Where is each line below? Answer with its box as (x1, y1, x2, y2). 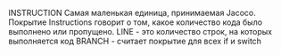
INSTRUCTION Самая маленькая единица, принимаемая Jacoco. (8, 8, 256, 18)
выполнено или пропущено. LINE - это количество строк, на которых (8, 27, 273, 36)
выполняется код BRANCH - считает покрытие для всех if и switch (8, 35, 262, 46)
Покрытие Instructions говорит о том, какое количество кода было (8, 17, 263, 27)
